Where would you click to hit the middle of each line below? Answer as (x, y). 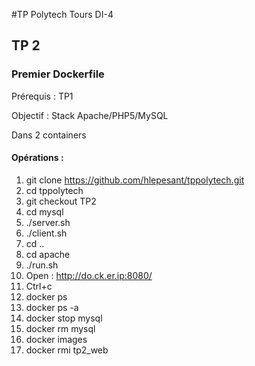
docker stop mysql (64, 318)
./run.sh (42, 265)
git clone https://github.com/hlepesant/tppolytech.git (135, 180)
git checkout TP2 (61, 201)
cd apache (48, 254)
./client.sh (46, 233)
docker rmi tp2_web (67, 350)
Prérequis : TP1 (42, 96)
